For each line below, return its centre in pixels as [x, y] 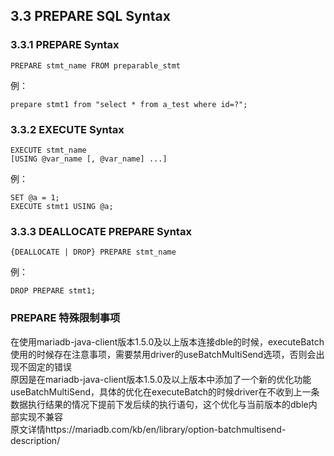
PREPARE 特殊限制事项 [65, 318]
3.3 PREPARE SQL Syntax [90, 16]
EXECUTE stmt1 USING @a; [62, 206]
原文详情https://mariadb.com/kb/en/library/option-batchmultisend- [148, 429]
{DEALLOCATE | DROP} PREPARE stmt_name [93, 252]
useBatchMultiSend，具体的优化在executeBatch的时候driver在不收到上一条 [165, 391]
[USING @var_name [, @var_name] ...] [89, 159]
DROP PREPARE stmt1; [53, 291]
